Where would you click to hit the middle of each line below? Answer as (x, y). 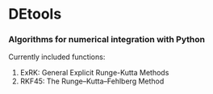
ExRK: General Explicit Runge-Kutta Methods (94, 73)
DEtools (35, 14)
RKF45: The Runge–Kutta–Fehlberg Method (92, 81)
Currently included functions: (57, 57)
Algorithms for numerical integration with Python (107, 40)
